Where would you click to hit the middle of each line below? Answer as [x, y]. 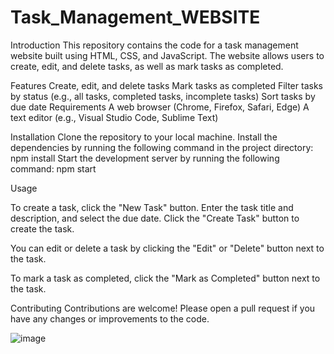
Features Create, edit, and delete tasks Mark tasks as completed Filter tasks [166, 85]
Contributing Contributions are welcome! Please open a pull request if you [163, 308]
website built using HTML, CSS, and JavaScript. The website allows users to [167, 55]
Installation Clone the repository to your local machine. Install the [144, 137]
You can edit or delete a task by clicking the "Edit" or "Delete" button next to [167, 248]
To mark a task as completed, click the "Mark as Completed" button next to [165, 278]
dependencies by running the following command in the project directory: [162, 147]
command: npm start [53, 168]
